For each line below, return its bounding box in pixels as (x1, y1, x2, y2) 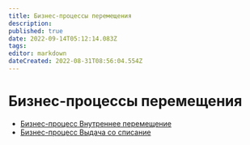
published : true (8, 27, 63, 35)
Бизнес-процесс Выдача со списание (19, 127, 151, 137)
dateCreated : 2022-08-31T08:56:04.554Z (8, 58, 143, 66)
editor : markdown (8, 49, 67, 58)
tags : (8, 42, 27, 50)
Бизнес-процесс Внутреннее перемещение (19, 118, 172, 128)
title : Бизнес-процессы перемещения (8, 11, 132, 20)
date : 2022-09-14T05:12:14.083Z (8, 34, 117, 43)
